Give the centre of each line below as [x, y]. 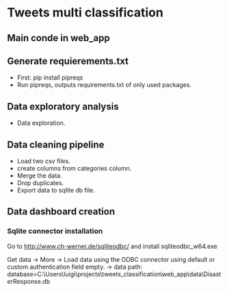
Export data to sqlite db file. [56, 191]
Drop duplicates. [40, 183]
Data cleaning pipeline [56, 144]
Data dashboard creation [61, 211]
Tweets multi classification [85, 13]
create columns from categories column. [74, 169]
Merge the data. [40, 175]
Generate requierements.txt [68, 61]
